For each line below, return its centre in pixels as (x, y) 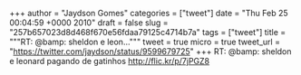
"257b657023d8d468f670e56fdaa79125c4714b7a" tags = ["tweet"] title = (148, 32)
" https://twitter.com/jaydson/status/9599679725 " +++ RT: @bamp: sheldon (150, 52)
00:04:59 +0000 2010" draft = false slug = (89, 23)
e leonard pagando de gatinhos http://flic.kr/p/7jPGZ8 (110, 61)
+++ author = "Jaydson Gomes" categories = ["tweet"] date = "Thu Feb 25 (149, 13)
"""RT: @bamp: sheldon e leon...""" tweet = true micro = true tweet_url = (145, 42)
